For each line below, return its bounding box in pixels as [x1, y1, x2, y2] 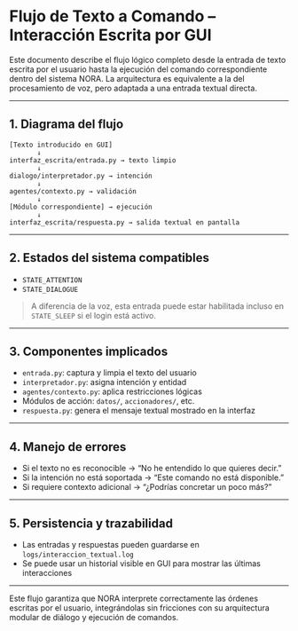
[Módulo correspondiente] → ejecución [9, 202, 153, 211]
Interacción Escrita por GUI [9, 25, 212, 45]
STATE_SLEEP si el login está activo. [30, 310, 157, 320]
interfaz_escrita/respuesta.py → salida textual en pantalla [9, 217, 240, 227]
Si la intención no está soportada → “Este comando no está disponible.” [21, 472, 285, 483]
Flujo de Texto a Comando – [9, 6, 216, 27]
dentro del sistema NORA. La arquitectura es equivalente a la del [9, 73, 246, 83]
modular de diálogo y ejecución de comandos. [9, 612, 179, 622]
